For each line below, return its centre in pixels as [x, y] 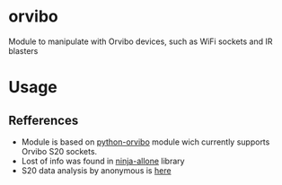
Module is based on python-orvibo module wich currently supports [145, 142]
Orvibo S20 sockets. [59, 151]
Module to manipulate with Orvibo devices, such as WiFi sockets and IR [141, 41]
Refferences [44, 120]
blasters [23, 50]
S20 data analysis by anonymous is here [96, 170]
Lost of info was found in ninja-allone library [103, 161]
